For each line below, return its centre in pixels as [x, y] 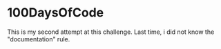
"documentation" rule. [39, 39]
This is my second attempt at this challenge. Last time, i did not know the [111, 32]
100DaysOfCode [56, 13]
